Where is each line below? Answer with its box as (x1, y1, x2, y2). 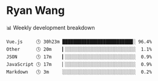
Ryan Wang (6, 4, 65, 18)
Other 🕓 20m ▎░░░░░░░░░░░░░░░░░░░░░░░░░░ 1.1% (6, 46, 153, 52)
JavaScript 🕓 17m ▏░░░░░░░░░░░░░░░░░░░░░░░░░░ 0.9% (6, 61, 153, 67)
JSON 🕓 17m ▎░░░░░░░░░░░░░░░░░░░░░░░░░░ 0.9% (6, 54, 153, 60)
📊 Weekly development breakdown (6, 24, 95, 31)
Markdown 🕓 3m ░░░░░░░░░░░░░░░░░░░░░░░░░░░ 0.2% (6, 69, 153, 75)
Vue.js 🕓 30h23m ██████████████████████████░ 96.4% (6, 39, 153, 45)
